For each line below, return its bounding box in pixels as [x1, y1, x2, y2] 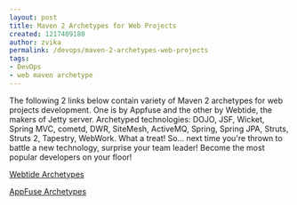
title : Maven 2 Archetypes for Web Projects [9, 21, 177, 30]
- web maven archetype [9, 71, 93, 80]
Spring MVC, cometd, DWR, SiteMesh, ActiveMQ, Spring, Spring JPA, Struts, [9, 123, 289, 134]
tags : [9, 54, 29, 63]
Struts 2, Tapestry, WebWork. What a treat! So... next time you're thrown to [9, 132, 283, 143]
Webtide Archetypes [9, 169, 84, 179]
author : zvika [9, 37, 62, 47]
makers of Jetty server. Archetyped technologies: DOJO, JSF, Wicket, [9, 114, 265, 124]
